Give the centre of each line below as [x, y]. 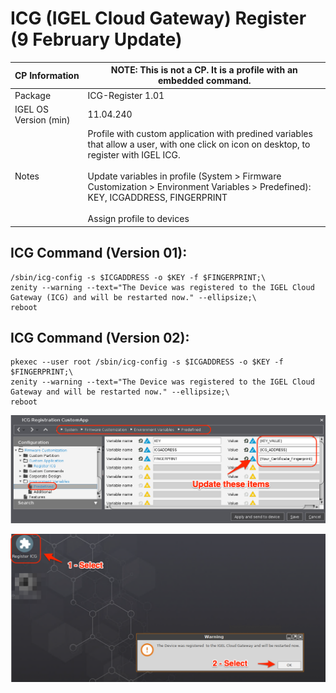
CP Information [47, 75]
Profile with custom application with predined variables [200, 134]
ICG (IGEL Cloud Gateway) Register [158, 18]
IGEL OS [31, 109]
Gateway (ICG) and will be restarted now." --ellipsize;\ [133, 297]
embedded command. [204, 81]
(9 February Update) [96, 39]
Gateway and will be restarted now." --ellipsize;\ [120, 392]
